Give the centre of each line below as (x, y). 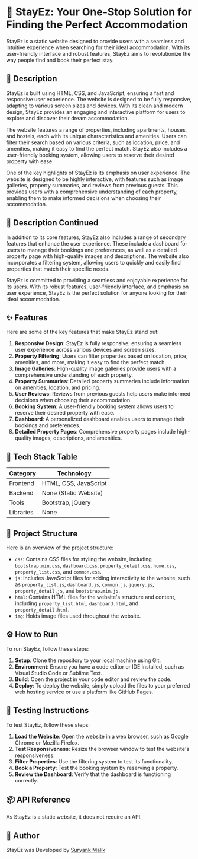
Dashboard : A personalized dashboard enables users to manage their (100, 419)
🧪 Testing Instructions (48, 710)
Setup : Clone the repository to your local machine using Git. (88, 660)
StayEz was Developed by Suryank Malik (56, 850)
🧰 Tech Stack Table (42, 456)
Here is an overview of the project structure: (60, 548)
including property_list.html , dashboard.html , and (77, 603)
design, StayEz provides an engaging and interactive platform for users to (96, 112)
